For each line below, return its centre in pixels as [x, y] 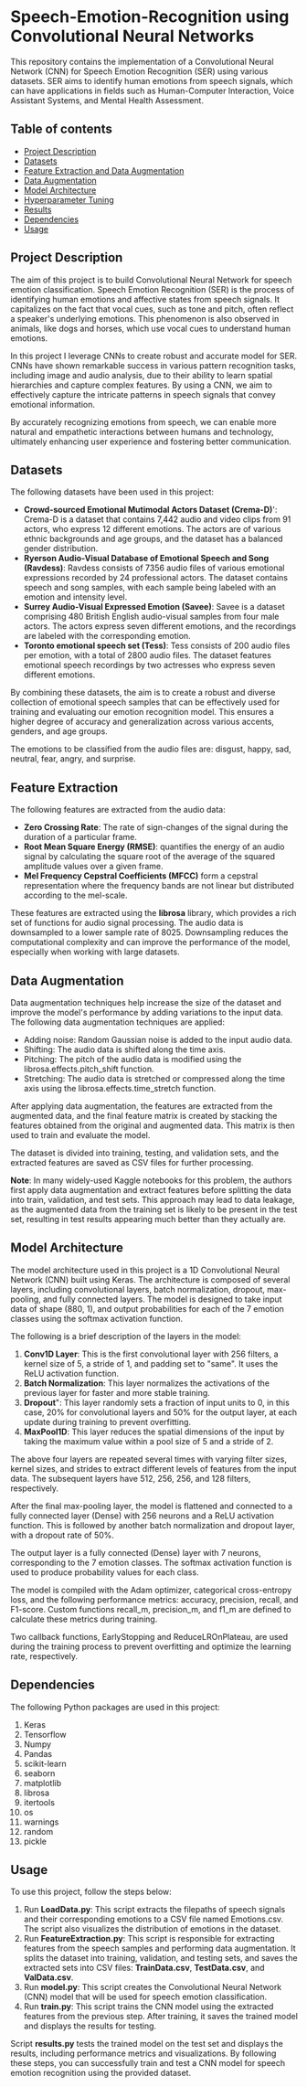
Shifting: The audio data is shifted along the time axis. [125, 1049]
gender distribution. [61, 548]
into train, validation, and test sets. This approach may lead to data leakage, [153, 1200]
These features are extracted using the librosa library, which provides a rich [153, 913]
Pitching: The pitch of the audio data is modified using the [132, 1059]
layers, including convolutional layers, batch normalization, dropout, [138, 1289]
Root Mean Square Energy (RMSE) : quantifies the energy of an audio [154, 847]
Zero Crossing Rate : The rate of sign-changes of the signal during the [156, 827]
